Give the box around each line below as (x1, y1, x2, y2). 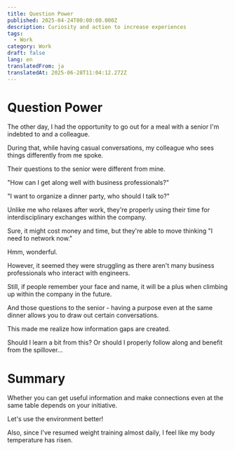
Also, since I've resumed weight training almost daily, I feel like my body (7, 428, 215, 437)
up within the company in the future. (7, 290, 112, 299)
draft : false (7, 50, 46, 57)
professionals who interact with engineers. (7, 269, 130, 278)
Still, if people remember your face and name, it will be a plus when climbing (7, 283, 228, 291)
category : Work (7, 43, 52, 50)
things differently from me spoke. (7, 151, 104, 160)
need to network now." (7, 234, 73, 243)
